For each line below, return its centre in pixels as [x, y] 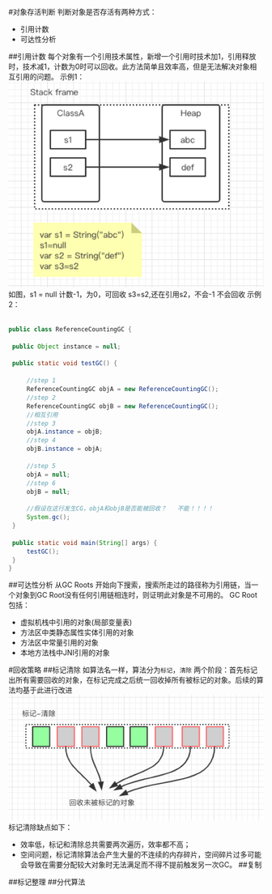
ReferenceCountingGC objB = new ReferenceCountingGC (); [123, 406]
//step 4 [41, 441]
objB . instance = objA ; [65, 449]
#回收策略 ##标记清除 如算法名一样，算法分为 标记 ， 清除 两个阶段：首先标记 [133, 670]
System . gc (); [48, 517]
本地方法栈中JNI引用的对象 [65, 653]
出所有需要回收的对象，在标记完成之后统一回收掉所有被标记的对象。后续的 [132, 680]
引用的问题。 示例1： [50, 77]
